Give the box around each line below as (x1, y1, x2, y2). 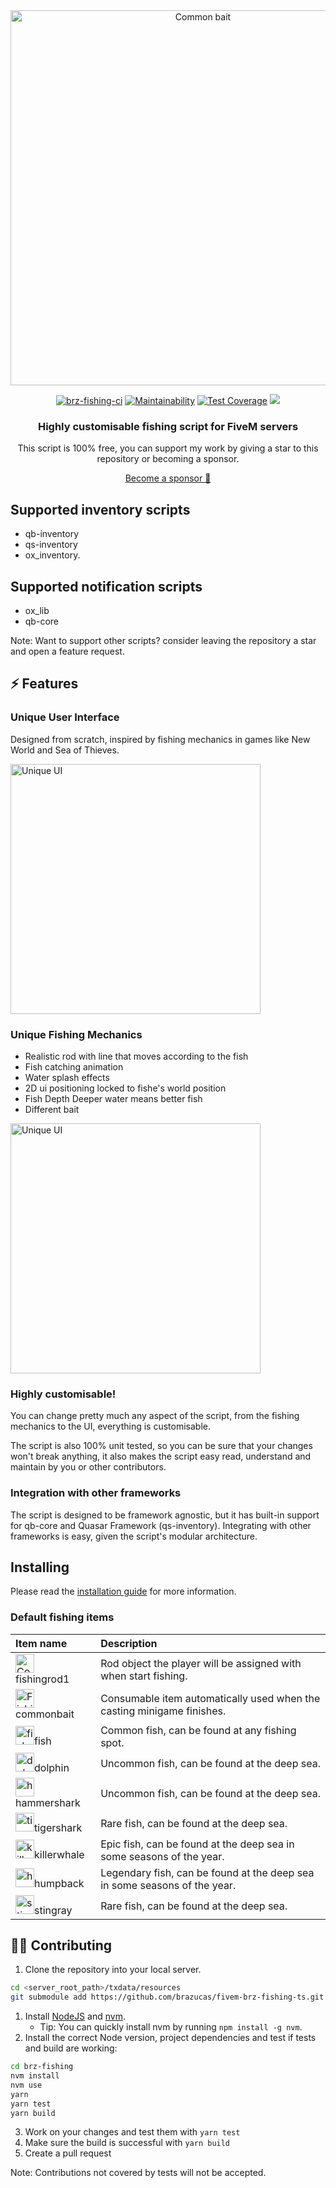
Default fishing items (10, 1610, 115, 1624)
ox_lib (24, 604, 50, 616)
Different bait (24, 1103, 80, 1115)
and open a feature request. (10, 645, 125, 657)
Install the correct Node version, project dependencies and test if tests (24, 2032, 317, 2044)
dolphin (34, 1760, 70, 1774)
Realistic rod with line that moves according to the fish (24, 1050, 249, 1062)
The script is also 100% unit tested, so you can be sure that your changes (10, 1440, 313, 1452)
